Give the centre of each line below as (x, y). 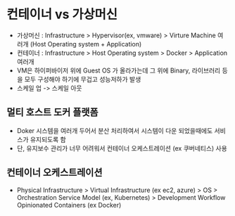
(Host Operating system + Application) (86, 44)
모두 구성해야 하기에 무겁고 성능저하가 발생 (83, 79)
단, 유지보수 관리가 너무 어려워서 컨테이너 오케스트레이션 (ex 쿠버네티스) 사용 (122, 148)
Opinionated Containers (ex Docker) (69, 205)
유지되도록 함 (48, 139)
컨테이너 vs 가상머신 (62, 14)
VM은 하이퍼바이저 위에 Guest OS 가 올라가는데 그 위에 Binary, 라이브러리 (119, 70)
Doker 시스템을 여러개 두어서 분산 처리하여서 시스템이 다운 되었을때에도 (115, 130)
